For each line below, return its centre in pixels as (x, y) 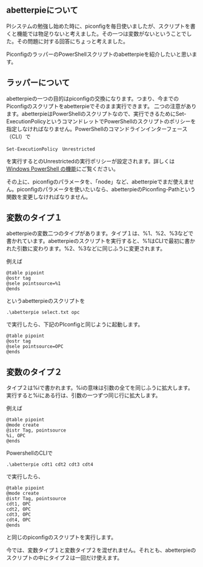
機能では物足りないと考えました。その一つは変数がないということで (101, 33)
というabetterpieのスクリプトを (46, 301)
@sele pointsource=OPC (35, 347)
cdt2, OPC (19, 509)
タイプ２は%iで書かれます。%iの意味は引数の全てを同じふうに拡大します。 (100, 388)
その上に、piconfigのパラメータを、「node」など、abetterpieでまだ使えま (98, 182)
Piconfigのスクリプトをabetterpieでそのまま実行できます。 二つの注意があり (101, 106)
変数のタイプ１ (34, 218)
